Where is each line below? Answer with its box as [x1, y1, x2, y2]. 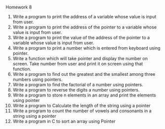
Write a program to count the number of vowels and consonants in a [12, 108, 152, 114]
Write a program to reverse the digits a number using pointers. [12, 87, 140, 93]
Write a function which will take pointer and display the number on [12, 56, 148, 61]
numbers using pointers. [12, 76, 63, 82]
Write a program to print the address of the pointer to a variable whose [12, 24, 157, 30]
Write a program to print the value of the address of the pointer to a [12, 34, 150, 40]
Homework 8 [5, 4, 32, 10]
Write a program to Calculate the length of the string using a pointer [12, 103, 151, 108]
